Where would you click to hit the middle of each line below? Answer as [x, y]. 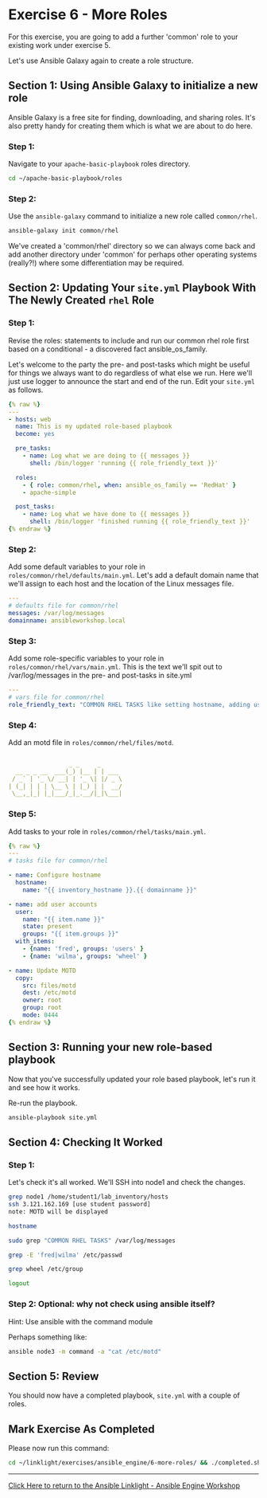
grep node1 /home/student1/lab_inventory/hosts [89, 1197]
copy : [25, 978]
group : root [42, 1008]
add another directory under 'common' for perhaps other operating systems [133, 255]
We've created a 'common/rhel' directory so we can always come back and [132, 246]
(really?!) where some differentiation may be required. [96, 263]
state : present [48, 927]
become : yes [35, 434]
